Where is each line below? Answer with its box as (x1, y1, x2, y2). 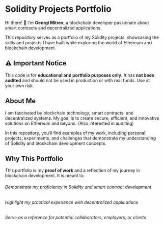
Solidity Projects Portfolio (5, 3, 111, 15)
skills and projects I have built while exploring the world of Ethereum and (5, 39, 152, 45)
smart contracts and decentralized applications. (5, 25, 102, 30)
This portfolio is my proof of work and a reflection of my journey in (5, 168, 140, 173)
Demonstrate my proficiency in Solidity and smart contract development (5, 184, 152, 190)
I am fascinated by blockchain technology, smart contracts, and (5, 110, 134, 116)
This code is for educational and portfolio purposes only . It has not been (5, 72, 155, 78)
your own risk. (5, 83, 34, 88)
